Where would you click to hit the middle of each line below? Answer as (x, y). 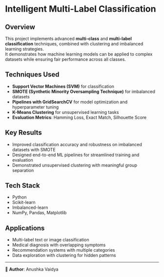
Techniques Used (32, 75)
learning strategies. (24, 49)
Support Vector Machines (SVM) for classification (63, 86)
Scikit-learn (24, 203)
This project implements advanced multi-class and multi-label (68, 38)
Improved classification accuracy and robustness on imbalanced (77, 144)
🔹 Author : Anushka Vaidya (32, 269)
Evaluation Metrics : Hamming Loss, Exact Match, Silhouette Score (79, 117)
